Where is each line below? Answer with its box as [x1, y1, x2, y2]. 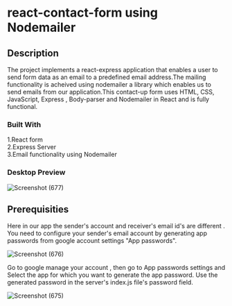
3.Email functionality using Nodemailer [7, 151, 118, 159]
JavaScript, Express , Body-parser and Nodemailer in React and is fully [7, 95, 210, 103]
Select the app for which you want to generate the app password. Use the [7, 271, 218, 279]
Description [7, 47, 59, 59]
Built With [7, 119, 42, 129]
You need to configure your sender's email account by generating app [7, 229, 208, 237]
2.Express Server [7, 143, 57, 151]
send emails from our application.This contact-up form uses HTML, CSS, [7, 88, 215, 96]
